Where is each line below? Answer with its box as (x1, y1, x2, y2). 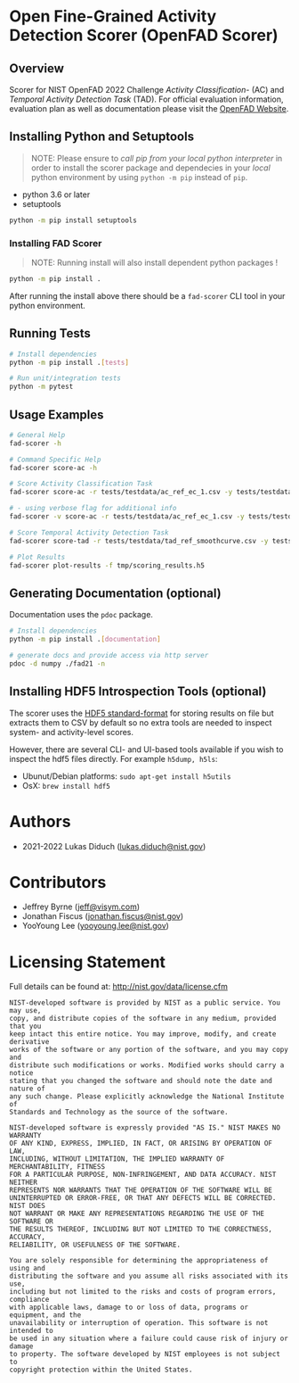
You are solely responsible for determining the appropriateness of (9, 1256, 269, 1265)
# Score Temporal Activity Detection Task (9, 528, 169, 537)
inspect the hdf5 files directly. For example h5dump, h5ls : (9, 753, 218, 764)
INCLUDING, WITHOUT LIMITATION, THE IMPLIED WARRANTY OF (9, 1155, 225, 1164)
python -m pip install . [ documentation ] (9, 635, 162, 644)
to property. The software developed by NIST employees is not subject (9, 1350, 280, 1359)
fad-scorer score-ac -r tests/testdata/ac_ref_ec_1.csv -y (9, 488, 233, 497)
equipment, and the (9, 1311, 82, 1320)
